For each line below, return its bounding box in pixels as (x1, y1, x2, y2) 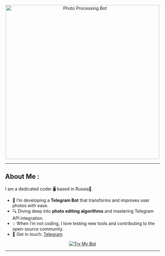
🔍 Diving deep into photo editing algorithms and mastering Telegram (12, 208, 154, 214)
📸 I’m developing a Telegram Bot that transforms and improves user (12, 197, 150, 203)
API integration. (12, 215, 44, 221)
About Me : (5, 173, 40, 181)
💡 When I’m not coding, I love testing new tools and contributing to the (12, 220, 155, 226)
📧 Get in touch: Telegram (12, 231, 63, 237)
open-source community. (12, 226, 64, 232)
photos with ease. (12, 202, 49, 208)
